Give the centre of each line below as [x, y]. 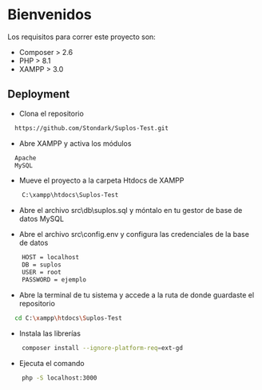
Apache [26, 158]
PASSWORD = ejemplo [54, 280]
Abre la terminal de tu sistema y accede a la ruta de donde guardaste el [137, 295]
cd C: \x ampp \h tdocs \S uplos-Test [69, 318]
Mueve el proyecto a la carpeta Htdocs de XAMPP [101, 180]
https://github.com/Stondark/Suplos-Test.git [92, 128]
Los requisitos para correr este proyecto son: [82, 37]
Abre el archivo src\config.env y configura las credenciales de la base [134, 234]
